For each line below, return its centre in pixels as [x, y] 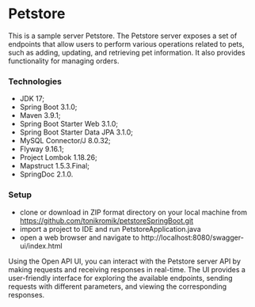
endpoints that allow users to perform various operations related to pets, [126, 44]
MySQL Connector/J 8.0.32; [65, 141]
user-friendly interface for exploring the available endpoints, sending [120, 278]
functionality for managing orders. [64, 61]
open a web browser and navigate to [80, 237]
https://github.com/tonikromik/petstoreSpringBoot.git [107, 220]
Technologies [35, 81]
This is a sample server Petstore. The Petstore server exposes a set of [123, 36]
